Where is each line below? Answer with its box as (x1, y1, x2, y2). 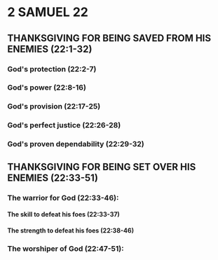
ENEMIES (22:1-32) (7, 43, 93, 55)
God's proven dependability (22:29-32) (7, 139, 145, 149)
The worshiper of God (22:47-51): (7, 243, 124, 253)
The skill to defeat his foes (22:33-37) (7, 210, 121, 219)
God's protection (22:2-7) (7, 64, 97, 74)
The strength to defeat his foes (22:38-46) (7, 226, 135, 235)
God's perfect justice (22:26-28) (7, 121, 121, 130)
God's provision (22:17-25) (7, 102, 101, 111)
